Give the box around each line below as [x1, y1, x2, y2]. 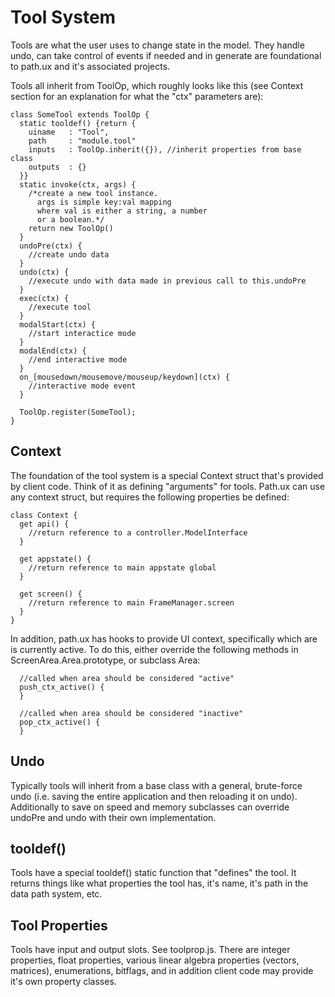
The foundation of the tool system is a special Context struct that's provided [10, 469, 324, 481]
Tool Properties [10, 917, 108, 934]
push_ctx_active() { [19, 682, 105, 692]
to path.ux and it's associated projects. [10, 60, 171, 72]
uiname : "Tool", [28, 127, 110, 137]
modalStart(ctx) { [19, 319, 97, 330]
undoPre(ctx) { [19, 241, 83, 251]
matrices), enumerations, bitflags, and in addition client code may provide [10, 965, 314, 977]
